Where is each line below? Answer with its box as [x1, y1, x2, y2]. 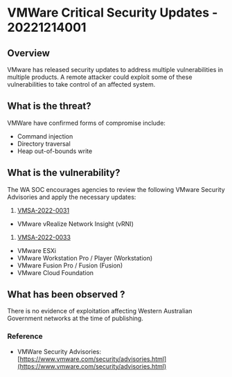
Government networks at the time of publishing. [7, 314, 143, 323]
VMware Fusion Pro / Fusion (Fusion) [17, 261, 123, 270]
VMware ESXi [17, 246, 57, 254]
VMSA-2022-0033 [17, 233, 71, 241]
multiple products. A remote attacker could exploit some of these [7, 73, 193, 81]
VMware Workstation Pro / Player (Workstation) [17, 254, 153, 262]
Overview [7, 47, 51, 59]
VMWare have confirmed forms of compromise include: [7, 119, 166, 127]
